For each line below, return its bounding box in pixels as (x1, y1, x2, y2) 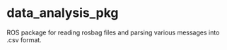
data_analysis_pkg (6, 5, 119, 21)
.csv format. (6, 35, 42, 44)
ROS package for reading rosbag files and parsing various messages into (6, 28, 220, 37)
